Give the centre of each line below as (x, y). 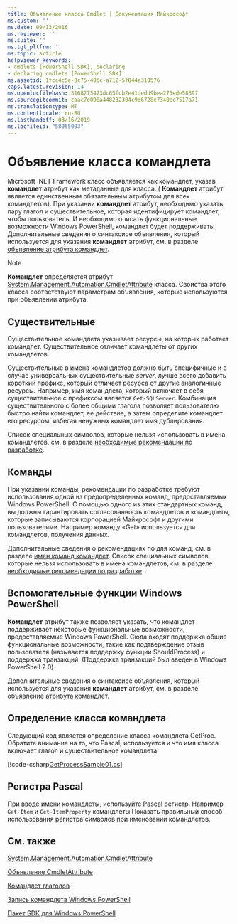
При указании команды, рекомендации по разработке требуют (104, 489)
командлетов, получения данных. (59, 535)
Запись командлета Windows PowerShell (69, 900)
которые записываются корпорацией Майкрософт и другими (100, 519)
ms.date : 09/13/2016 (38, 27)
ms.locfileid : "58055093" (45, 126)
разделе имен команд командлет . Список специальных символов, (109, 556)
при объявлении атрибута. (48, 299)
